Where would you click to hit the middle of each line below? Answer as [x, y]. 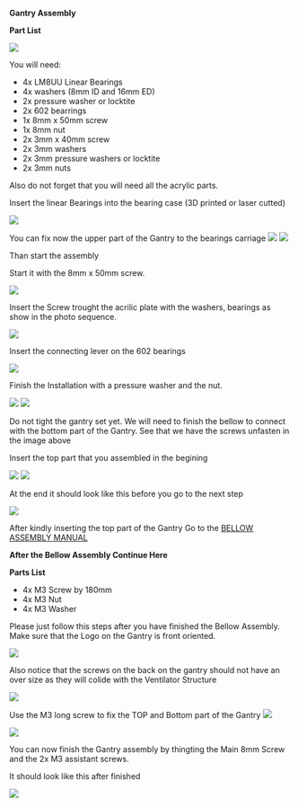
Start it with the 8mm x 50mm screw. [77, 273]
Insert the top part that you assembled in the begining [109, 458]
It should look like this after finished [75, 776]
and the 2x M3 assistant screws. [69, 759]
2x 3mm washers [54, 149]
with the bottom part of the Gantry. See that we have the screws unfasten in [149, 431]
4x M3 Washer [49, 609]
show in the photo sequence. [63, 317]
